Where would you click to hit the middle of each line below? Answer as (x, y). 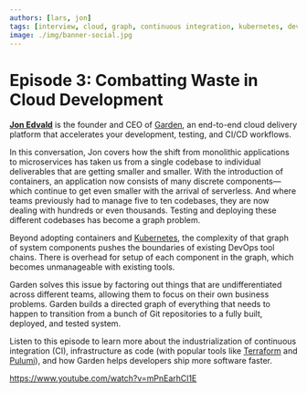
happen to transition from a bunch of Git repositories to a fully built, (136, 314)
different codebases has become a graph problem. (105, 220)
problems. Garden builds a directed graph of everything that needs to (140, 304)
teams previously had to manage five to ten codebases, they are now (139, 201)
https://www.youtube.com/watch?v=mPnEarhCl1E (103, 378)
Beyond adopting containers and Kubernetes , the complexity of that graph (149, 238)
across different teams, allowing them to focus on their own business (139, 294)
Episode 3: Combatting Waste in (134, 80)
